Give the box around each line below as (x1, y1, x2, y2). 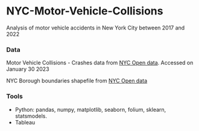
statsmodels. (14, 112, 47, 120)
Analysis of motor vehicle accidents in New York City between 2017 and (6, 24, 185, 31)
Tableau (14, 118, 36, 126)
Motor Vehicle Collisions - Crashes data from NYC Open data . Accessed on (6, 59, 194, 67)
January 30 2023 (6, 65, 49, 73)
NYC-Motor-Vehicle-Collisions (6, 4, 163, 18)
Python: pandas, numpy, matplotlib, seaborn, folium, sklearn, (14, 106, 166, 113)
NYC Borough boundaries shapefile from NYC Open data (6, 77, 148, 85)
